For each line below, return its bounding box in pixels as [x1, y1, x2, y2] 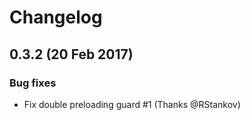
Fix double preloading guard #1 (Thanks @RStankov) [23, 98, 241, 110]
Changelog [9, 6, 103, 29]
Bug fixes [9, 76, 57, 90]
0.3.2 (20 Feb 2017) [9, 46, 134, 63]
